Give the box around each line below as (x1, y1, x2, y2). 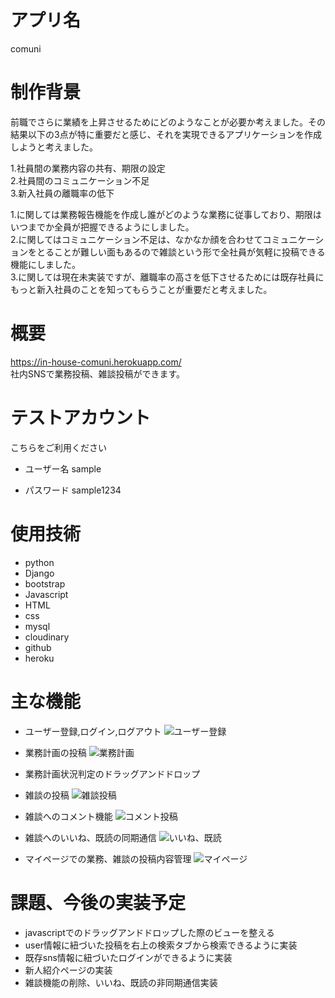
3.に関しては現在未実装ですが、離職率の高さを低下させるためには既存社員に (10, 271, 325, 283)
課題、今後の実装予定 (10, 891, 187, 914)
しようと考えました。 (10, 141, 98, 153)
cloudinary (24, 631, 70, 643)
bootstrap (24, 577, 66, 590)
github (24, 641, 52, 653)
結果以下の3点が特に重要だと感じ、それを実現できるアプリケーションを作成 (10, 128, 323, 140)
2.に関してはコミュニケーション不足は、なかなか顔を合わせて (10, 233, 263, 245)
